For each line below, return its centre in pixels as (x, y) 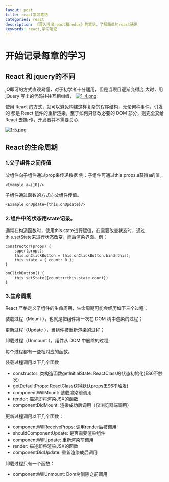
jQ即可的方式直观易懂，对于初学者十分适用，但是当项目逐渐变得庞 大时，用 (84, 89)
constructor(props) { (28, 247)
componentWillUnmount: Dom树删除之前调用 (60, 474)
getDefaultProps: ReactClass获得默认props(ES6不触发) (70, 386)
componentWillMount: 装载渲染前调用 (52, 393)
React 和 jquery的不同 (40, 76)
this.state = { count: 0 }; (44, 260)
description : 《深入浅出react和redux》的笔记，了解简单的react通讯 (71, 24)
